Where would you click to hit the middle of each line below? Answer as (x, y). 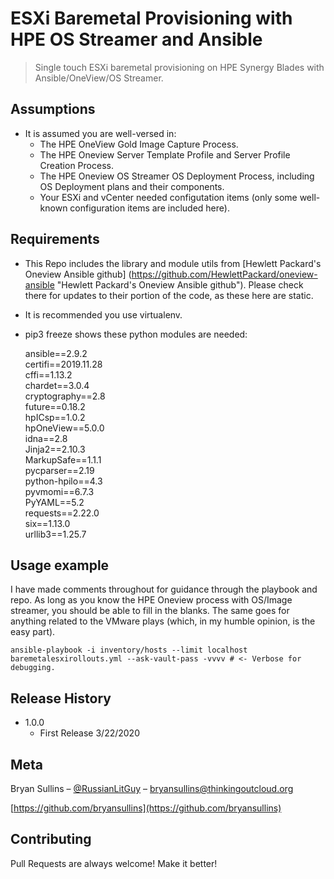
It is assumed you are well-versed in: (100, 133)
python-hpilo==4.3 (63, 481)
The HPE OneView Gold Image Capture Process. (139, 144)
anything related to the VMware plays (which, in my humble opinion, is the (163, 621)
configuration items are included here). (149, 208)
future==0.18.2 (55, 406)
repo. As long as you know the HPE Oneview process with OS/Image (151, 600)
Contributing (51, 839)
